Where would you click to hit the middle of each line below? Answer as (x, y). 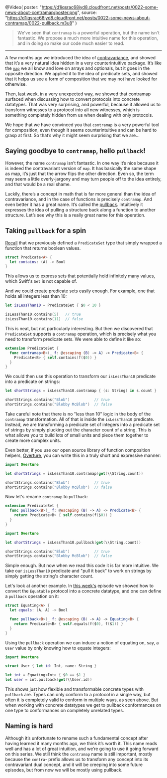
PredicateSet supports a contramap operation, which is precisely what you (81, 334)
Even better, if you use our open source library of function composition (78, 450)
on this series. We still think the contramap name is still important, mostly (79, 754)
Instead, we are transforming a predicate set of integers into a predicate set (83, 424)
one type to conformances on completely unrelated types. (65, 710)
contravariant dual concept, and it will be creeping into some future (74, 765)
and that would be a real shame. (38, 184)
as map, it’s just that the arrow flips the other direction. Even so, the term (80, 174)
